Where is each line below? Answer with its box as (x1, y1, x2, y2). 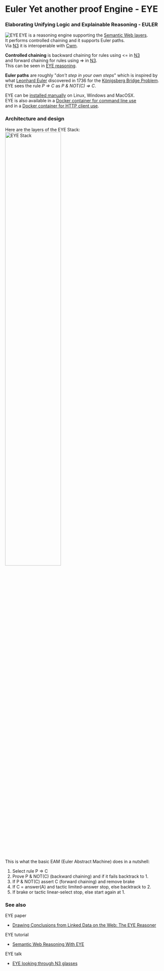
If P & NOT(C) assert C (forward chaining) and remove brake (12, 878, 135, 885)
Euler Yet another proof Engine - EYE (5, 3, 159, 15)
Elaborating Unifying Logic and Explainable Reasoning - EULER (5, 21, 158, 28)
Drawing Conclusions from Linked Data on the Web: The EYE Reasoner (12, 922, 157, 928)
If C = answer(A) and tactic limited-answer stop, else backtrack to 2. (12, 884, 151, 890)
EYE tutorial (5, 932, 29, 938)
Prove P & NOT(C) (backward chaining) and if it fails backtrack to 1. (12, 873, 149, 879)
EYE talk (5, 951, 22, 957)
